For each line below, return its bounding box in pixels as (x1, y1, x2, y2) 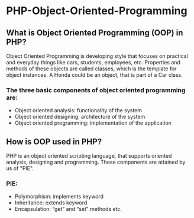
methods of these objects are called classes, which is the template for (6, 65, 177, 72)
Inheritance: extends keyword (14, 199, 88, 206)
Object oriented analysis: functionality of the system (14, 107, 143, 114)
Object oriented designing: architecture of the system (14, 113, 145, 121)
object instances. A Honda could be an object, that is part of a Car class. (6, 71, 183, 78)
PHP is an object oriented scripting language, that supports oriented (6, 152, 172, 160)
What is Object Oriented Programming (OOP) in (6, 28, 183, 38)
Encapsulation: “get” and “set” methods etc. (14, 206, 122, 213)
